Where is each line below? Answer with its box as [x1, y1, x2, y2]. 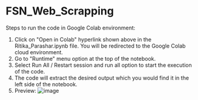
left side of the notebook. [14, 80, 78, 88]
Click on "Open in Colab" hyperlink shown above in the [14, 36, 152, 43]
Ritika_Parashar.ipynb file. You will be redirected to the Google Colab [14, 42, 186, 49]
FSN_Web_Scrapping [5, 4, 114, 18]
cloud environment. [14, 48, 63, 55]
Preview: [14, 87, 37, 94]
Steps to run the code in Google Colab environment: [5, 24, 136, 31]
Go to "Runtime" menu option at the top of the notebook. [14, 55, 156, 62]
